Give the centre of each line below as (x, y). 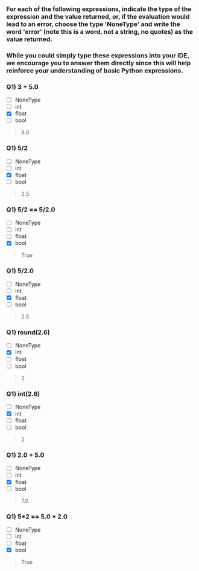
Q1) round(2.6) (28, 332)
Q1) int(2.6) (23, 393)
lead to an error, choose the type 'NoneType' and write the (93, 24)
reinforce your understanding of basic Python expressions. (95, 70)
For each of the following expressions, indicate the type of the (99, 9)
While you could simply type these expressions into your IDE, (98, 55)
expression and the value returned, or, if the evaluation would (98, 16)
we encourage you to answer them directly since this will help (99, 63)
